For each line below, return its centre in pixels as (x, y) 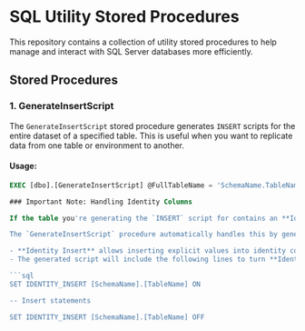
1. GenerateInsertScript (62, 106)
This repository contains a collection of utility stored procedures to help (143, 42)
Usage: (24, 166)
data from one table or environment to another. (97, 145)
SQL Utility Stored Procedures (124, 17)
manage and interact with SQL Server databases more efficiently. (131, 51)
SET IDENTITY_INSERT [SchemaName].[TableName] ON (105, 284)
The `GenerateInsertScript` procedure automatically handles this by (144, 235)
